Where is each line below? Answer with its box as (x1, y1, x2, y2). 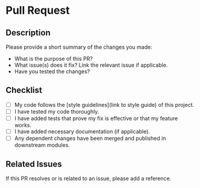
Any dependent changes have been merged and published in (14, 135, 166, 142)
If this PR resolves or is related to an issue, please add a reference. (5, 175, 172, 182)
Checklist (5, 85, 43, 96)
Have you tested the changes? (14, 68, 90, 75)
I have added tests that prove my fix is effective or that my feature (14, 115, 178, 122)
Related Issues (5, 159, 62, 169)
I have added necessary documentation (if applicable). (14, 128, 150, 135)
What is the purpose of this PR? (14, 55, 93, 62)
